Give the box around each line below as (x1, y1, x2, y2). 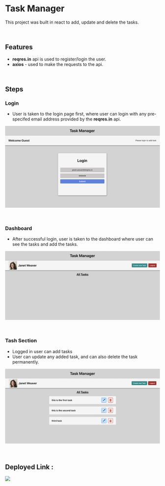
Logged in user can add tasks (12, 348, 73, 354)
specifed (12, 116, 30, 122)
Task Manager (5, 3, 65, 14)
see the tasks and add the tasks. (12, 242, 78, 247)
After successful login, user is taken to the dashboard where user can (12, 236, 154, 242)
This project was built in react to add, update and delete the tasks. (5, 19, 139, 25)
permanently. (12, 359, 39, 364)
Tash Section (5, 337, 37, 344)
